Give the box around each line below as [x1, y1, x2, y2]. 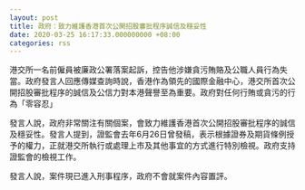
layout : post [9, 13, 59, 23]
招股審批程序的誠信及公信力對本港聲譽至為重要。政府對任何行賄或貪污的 [16, 87, 288, 98]
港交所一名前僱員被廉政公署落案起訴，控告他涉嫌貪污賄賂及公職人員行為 [9, 64, 280, 75]
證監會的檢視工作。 [9, 151, 82, 163]
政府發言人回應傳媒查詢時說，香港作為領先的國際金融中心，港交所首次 [25, 76, 288, 87]
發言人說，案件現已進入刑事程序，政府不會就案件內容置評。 [9, 171, 232, 182]
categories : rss [9, 38, 71, 48]
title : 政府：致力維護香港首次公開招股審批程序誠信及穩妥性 [9, 22, 207, 31]
